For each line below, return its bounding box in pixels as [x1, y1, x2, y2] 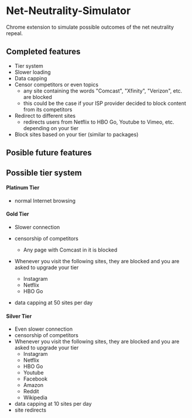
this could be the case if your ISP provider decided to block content [23, 100, 186, 107]
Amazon [23, 382, 44, 389]
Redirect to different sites [14, 112, 76, 119]
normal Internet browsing [14, 197, 76, 204]
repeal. [6, 29, 23, 36]
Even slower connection [14, 325, 73, 332]
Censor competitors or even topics [14, 81, 98, 88]
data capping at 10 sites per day [14, 400, 92, 407]
